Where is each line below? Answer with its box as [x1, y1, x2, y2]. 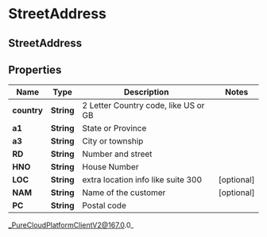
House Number [82, 162, 139, 173]
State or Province [82, 123, 147, 134]
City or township [82, 136, 144, 147]
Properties [8, 63, 62, 76]
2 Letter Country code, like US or [82, 100, 205, 111]
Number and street [82, 148, 153, 159]
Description [123, 86, 169, 97]
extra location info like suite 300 [82, 174, 203, 185]
